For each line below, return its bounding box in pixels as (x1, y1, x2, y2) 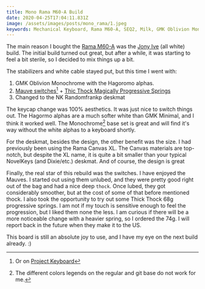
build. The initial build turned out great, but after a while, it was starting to (6, 50, 191, 57)
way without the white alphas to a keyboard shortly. (6, 126, 136, 133)
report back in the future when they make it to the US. (6, 221, 142, 228)
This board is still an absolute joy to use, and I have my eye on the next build (6, 233, 198, 241)
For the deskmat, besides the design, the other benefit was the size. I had (6, 138, 191, 145)
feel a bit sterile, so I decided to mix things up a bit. (6, 56, 135, 63)
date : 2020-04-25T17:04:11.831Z (6, 15, 88, 21)
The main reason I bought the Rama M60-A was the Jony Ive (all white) (6, 43, 185, 50)
